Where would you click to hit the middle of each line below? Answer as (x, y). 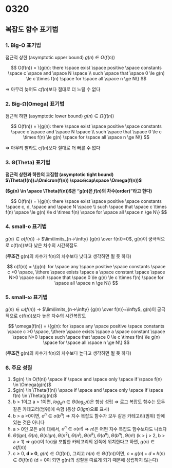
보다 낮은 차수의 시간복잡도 (51, 245)
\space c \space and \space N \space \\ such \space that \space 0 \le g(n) (86, 73)
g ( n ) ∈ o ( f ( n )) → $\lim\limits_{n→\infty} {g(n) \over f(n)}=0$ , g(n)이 (76, 239)
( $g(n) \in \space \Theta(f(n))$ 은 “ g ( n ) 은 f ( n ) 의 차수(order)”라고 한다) (79, 191)
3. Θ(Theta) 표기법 (28, 163)
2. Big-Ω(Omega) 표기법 (35, 103)
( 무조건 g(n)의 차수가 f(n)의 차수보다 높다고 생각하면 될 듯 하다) (69, 353)
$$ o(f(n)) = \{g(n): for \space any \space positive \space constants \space (86, 266)
